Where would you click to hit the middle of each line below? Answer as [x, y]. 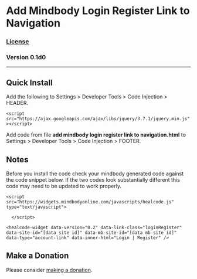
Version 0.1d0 [26, 57]
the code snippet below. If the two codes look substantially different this [93, 180]
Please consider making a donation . [49, 270]
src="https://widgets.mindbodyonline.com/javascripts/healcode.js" [90, 202]
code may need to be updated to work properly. [64, 186]
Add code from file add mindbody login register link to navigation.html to [96, 135]
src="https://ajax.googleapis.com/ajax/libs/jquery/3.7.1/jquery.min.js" [98, 119]
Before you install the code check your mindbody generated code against [95, 173]
